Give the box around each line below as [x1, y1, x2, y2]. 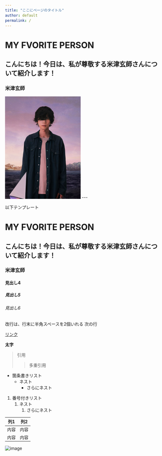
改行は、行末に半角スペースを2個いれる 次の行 [5, 321, 98, 327]
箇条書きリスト [12, 373, 42, 378]
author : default [5, 13, 38, 18]
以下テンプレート [5, 204, 39, 210]
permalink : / [5, 18, 31, 23]
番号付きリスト [12, 395, 42, 401]
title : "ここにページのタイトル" [5, 8, 64, 13]
